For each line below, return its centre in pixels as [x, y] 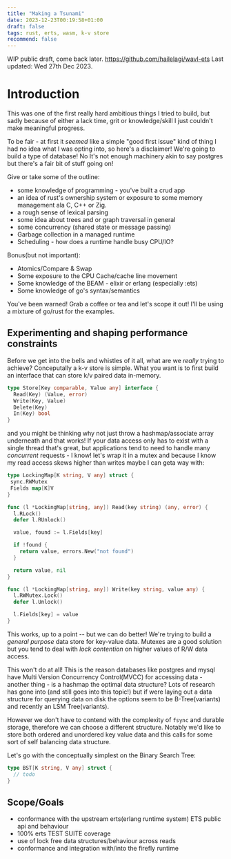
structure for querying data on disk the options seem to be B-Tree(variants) [114, 699]
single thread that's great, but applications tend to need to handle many [109, 448]
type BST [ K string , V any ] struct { [60, 768]
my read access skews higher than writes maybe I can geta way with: [106, 463]
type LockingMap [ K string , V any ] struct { [71, 475]
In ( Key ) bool [32, 414]
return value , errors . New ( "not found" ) [77, 551]
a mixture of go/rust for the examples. [61, 311]
